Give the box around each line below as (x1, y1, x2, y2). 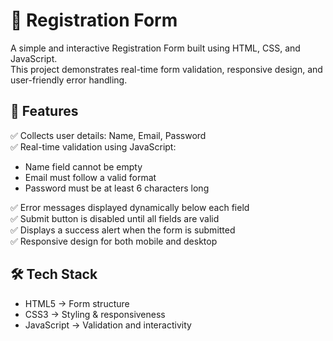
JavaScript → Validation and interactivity (24, 319, 192, 331)
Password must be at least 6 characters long (24, 182, 210, 194)
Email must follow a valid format (24, 171, 157, 183)
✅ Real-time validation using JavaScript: (10, 140, 177, 153)
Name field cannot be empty (24, 160, 143, 173)
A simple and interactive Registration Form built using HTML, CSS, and (10, 42, 301, 54)
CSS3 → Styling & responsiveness (24, 308, 166, 320)
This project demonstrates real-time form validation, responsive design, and (10, 63, 323, 75)
